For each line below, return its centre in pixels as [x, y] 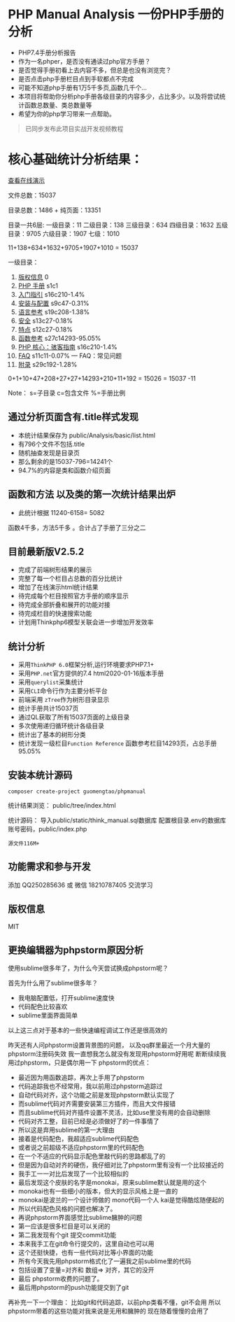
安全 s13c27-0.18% [45, 321]
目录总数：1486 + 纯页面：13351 [55, 210]
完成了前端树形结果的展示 [55, 570]
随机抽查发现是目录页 [49, 453]
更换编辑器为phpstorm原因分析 [76, 950]
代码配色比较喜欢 [43, 1007]
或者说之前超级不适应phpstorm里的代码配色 [81, 1148]
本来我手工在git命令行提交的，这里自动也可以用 [86, 1244]
